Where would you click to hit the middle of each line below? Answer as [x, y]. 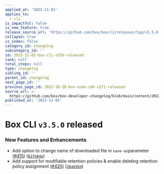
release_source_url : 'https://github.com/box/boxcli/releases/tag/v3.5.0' [83, 32]
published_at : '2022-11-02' [34, 101]
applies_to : [17, 14]
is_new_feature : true [27, 28]
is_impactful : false [26, 23]
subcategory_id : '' [25, 50]
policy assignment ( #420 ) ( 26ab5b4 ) [48, 166]
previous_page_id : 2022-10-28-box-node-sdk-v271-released [65, 87]
